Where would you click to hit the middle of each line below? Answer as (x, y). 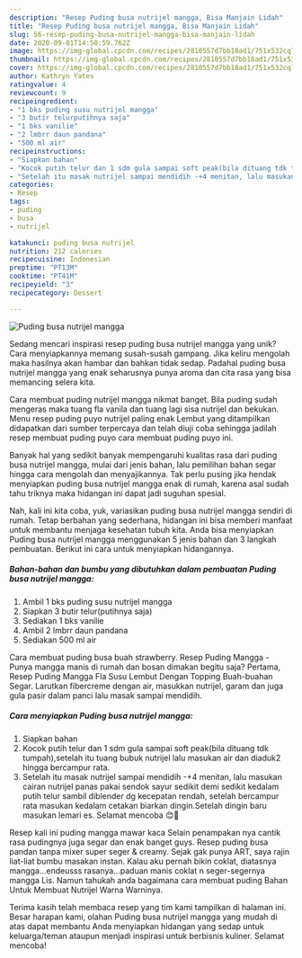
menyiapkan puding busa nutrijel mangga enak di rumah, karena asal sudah (149, 483)
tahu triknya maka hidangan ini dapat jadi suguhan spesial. (118, 493)
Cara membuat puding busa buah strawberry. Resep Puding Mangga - (139, 657)
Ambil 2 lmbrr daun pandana (75, 630)
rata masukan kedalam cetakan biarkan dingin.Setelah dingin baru (145, 805)
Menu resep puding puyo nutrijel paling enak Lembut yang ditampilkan (140, 418)
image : (22, 51)
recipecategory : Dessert (56, 293)
